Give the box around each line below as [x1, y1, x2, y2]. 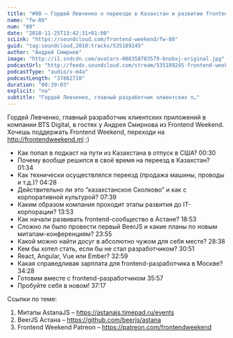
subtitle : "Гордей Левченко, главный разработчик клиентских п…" [7, 94, 200, 101]
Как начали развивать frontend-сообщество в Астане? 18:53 [17, 215, 197, 223]
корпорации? [17, 208, 57, 216]
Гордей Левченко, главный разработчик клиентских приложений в [7, 113, 207, 121]
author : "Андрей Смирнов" [7, 49, 82, 56]
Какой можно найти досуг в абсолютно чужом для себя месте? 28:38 [17, 237, 225, 245]
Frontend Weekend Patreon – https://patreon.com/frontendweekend [17, 323, 212, 331]
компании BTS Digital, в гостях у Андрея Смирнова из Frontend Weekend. [7, 121, 224, 128]
